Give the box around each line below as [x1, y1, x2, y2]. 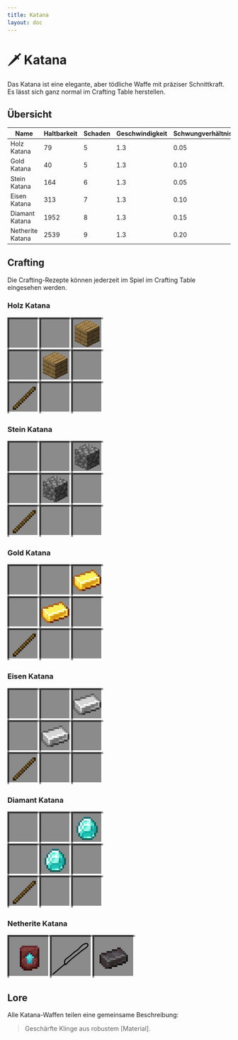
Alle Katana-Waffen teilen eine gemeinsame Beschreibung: [7, 1011, 179, 1019]
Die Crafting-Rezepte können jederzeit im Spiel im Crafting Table [7, 276, 196, 284]
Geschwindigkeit [116, 129, 168, 138]
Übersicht [7, 108, 52, 120]
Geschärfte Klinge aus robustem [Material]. [24, 1024, 151, 1033]
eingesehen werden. [7, 283, 67, 291]
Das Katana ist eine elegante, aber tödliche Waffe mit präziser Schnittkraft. [7, 80, 225, 89]
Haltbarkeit [43, 129, 78, 138]
